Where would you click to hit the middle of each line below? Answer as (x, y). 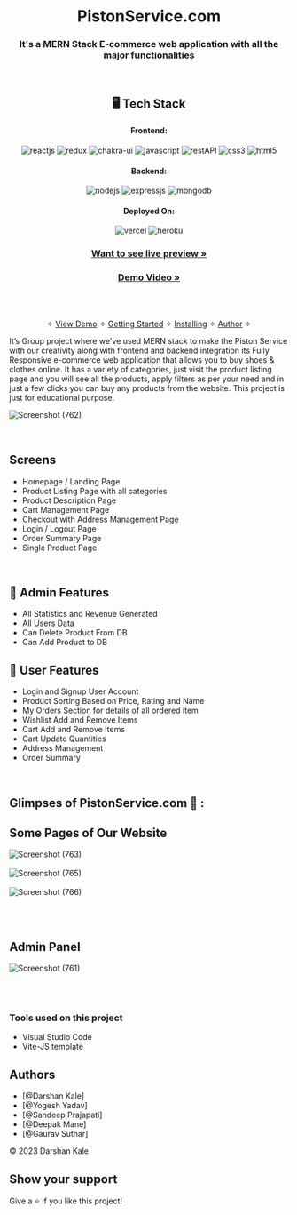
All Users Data (48, 623)
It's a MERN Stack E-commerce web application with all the (149, 44)
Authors (32, 1074)
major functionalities (149, 55)
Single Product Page (59, 548)
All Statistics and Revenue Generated (90, 614)
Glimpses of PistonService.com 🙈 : (107, 803)
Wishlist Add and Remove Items (80, 720)
